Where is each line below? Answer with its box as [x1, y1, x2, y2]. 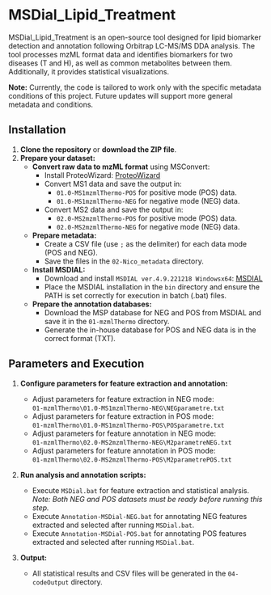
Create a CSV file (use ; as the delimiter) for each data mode [44, 238, 248, 248]
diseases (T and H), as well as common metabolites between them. [8, 58, 232, 68]
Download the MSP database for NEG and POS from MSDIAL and [44, 307, 261, 317]
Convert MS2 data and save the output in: [44, 205, 184, 214]
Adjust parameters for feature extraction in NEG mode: [32, 394, 214, 403]
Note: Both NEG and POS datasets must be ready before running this [32, 494, 263, 504]
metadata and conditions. [8, 99, 94, 109]
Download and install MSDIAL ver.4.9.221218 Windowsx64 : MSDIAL [44, 273, 263, 283]
